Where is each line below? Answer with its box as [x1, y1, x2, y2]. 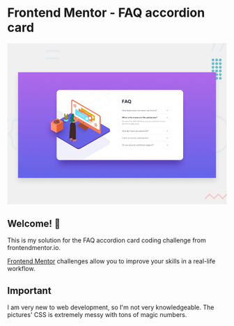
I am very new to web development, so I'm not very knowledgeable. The [7, 303, 214, 311]
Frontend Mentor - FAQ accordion [7, 5, 205, 21]
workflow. [7, 265, 36, 273]
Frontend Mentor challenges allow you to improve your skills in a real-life [7, 257, 216, 265]
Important [7, 284, 52, 297]
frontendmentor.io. [7, 244, 61, 252]
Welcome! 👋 [7, 217, 61, 229]
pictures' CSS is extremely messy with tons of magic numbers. [7, 311, 187, 319]
